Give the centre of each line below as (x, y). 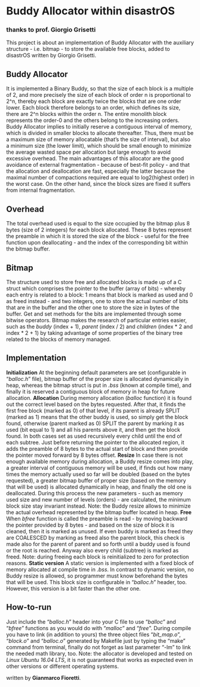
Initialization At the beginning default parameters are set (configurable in (96, 372)
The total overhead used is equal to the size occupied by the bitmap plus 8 (98, 224)
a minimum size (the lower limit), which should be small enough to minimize (99, 146)
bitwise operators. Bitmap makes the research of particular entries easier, (96, 320)
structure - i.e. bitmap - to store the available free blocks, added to (88, 49)
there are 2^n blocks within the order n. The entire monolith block (87, 114)
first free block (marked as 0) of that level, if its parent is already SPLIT (93, 410)
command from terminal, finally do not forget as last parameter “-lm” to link (99, 647)
